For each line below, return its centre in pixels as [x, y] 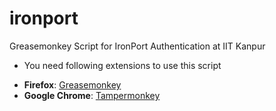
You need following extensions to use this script [122, 65]
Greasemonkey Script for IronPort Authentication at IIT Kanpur [137, 46]
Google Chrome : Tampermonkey [92, 95]
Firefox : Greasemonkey [72, 84]
